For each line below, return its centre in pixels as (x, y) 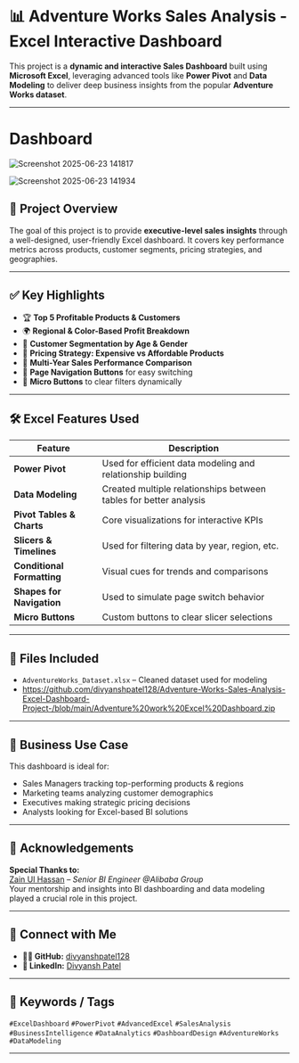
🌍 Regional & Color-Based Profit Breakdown (105, 331)
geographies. (33, 259)
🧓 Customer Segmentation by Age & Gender (105, 343)
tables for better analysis (154, 500)
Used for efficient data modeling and (178, 464)
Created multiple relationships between (184, 489)
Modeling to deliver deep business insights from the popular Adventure (141, 85)
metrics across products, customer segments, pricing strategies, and (136, 249)
